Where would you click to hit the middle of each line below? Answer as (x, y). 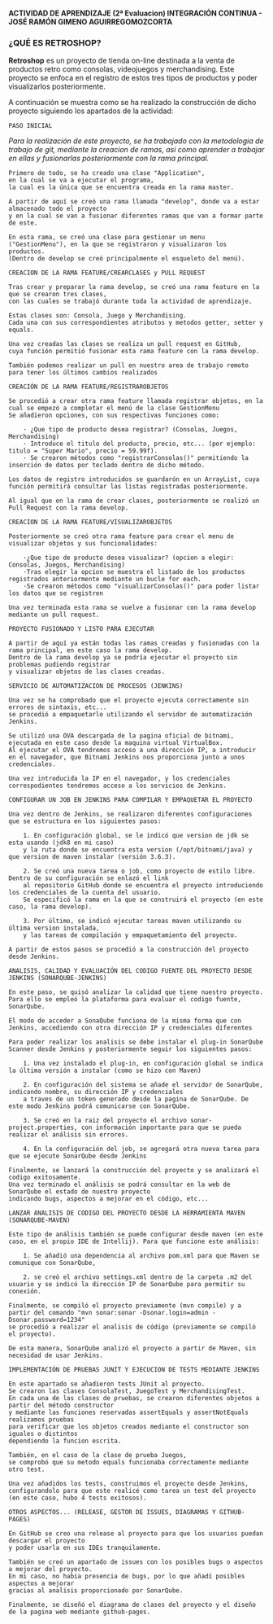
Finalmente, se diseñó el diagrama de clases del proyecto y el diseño (132, 1604)
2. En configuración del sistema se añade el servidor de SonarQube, (143, 1084)
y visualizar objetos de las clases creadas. (87, 672)
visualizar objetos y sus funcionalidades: (83, 543)
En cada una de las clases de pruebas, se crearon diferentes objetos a (134, 1398)
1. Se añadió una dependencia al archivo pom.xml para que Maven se (141, 1255)
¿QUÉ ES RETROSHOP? (55, 42)
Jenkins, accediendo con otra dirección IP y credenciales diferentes (130, 1027)
